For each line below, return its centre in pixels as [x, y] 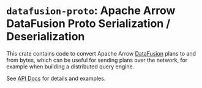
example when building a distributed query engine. [70, 66]
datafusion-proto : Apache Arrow [91, 11]
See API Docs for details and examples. [56, 78]
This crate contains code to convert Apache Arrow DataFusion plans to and [101, 53]
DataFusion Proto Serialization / [88, 24]
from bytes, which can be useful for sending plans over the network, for [97, 60]
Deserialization [46, 37]
